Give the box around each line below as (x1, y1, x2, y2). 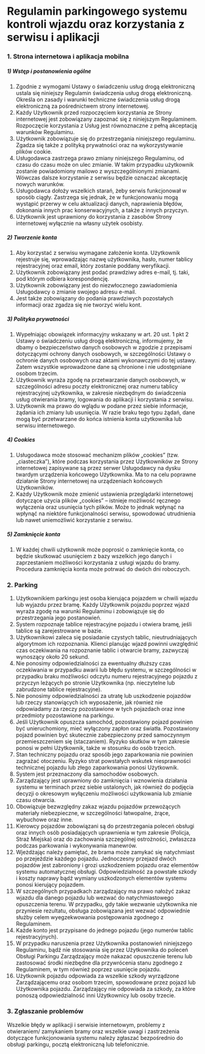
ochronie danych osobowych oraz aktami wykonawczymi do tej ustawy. (15, 357, 197, 364)
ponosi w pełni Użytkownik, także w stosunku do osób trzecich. (15, 745, 176, 752)
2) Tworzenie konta (7, 233, 57, 241)
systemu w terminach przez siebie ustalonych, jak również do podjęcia (15, 783, 194, 791)
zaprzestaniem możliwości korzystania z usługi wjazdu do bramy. (15, 559, 181, 566)
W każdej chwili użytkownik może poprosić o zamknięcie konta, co (15, 545, 184, 553)
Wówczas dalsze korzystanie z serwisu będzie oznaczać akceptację (15, 174, 188, 181)
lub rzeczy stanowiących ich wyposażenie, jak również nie (15, 699, 164, 706)
